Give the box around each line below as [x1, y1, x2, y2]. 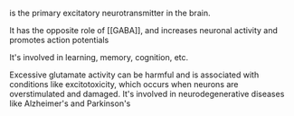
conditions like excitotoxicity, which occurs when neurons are [9, 79, 239, 89]
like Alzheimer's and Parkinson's [9, 98, 131, 109]
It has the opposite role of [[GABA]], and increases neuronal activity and [9, 25, 279, 35]
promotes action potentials [9, 35, 109, 45]
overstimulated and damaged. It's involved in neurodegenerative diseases [9, 89, 285, 99]
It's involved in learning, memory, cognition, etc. [9, 52, 189, 62]
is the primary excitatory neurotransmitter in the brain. [9, 8, 211, 18]
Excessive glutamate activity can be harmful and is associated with [9, 69, 260, 80]
